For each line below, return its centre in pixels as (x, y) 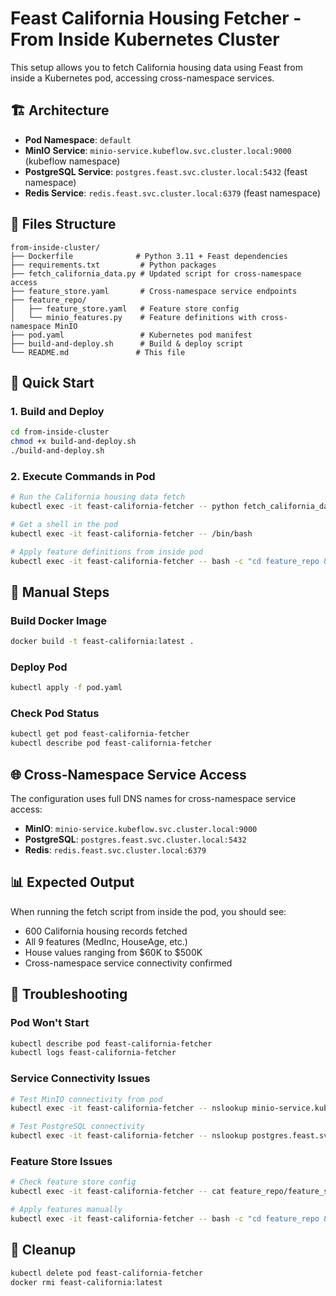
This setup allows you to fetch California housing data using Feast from (156, 67)
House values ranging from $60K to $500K (113, 952)
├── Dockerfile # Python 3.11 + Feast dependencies (149, 256)
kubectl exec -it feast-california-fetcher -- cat (118, 1192)
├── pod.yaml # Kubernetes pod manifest (131, 335)
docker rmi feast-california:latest (86, 1282)
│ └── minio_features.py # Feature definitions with (133, 317)
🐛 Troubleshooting (69, 994)
